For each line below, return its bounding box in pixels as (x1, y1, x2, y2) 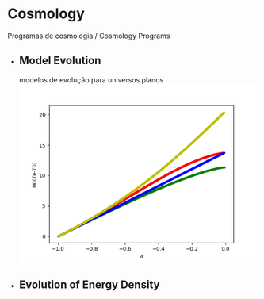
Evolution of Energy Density (18, 278, 160, 292)
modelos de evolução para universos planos (18, 75, 164, 84)
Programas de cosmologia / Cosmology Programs (7, 31, 170, 40)
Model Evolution (18, 54, 101, 67)
